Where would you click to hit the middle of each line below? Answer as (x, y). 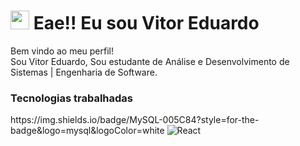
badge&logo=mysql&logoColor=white (87, 131)
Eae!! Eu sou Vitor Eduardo (146, 23)
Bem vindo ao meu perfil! (62, 51)
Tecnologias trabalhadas (71, 98)
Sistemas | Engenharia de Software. (84, 72)
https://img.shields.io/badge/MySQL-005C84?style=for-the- (135, 120)
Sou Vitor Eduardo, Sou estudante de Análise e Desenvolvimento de (150, 61)
